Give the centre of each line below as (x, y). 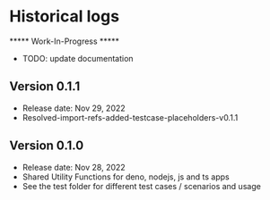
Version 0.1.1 (45, 87)
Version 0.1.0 (47, 146)
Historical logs (64, 17)
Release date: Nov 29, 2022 (74, 108)
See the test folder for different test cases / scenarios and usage (142, 186)
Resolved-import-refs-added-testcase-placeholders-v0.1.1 (130, 117)
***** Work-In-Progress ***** (64, 41)
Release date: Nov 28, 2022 (74, 167)
